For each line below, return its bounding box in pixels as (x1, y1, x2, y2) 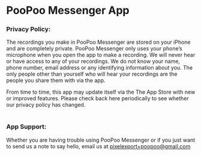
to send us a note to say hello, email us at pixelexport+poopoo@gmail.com (6, 142, 191, 150)
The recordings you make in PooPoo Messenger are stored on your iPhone (6, 38, 191, 46)
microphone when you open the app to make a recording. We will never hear (6, 52, 196, 59)
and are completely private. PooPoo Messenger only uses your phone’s (6, 45, 182, 52)
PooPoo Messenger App (6, 4, 130, 17)
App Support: (6, 122, 47, 131)
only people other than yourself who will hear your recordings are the (6, 70, 178, 78)
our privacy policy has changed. (6, 101, 86, 109)
